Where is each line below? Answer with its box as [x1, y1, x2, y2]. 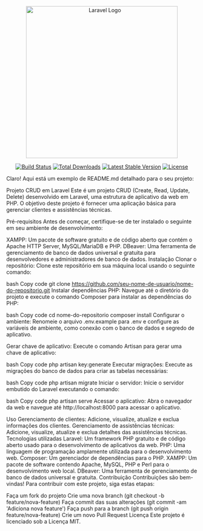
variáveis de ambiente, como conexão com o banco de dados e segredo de [6, 324, 195, 331]
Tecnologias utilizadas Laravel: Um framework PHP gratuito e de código [6, 435, 186, 442]
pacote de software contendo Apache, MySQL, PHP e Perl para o [6, 461, 170, 468]
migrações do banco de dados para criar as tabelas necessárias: [6, 367, 168, 374]
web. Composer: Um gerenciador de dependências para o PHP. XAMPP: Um [6, 454, 197, 462]
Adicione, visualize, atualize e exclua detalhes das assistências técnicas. [6, 429, 188, 436]
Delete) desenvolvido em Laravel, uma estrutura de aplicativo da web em [6, 193, 188, 200]
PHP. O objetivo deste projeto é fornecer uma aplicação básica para [6, 200, 176, 207]
